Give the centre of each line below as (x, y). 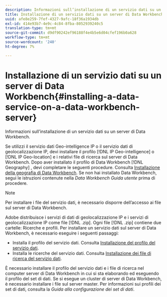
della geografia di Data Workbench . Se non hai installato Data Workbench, (81, 173)
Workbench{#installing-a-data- (72, 96)
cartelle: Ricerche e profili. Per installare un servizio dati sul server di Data (81, 228)
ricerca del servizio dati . (37, 258)
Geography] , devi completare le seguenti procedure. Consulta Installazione (83, 167)
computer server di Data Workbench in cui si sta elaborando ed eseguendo (82, 273)
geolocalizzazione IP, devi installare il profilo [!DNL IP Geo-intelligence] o (80, 151)
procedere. (17, 183)
